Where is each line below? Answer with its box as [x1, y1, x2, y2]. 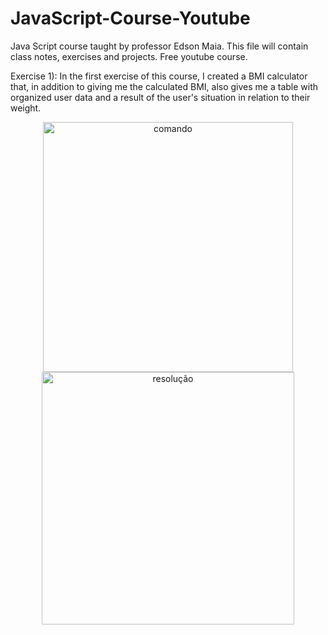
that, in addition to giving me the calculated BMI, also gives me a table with [10, 80, 319, 92]
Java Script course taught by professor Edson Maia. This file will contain [10, 40, 309, 52]
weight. [10, 102, 42, 114]
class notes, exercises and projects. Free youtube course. [10, 50, 248, 62]
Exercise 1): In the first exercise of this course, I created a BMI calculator [10, 70, 308, 82]
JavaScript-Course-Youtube [10, 7, 251, 30]
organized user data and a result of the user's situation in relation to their [10, 91, 311, 103]
